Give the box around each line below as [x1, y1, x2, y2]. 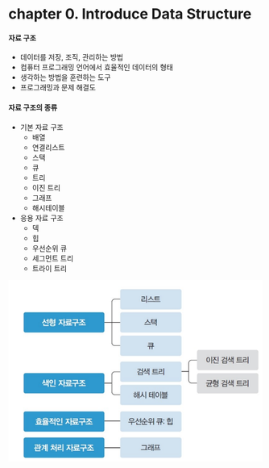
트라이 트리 [31, 263, 67, 273]
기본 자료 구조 [19, 122, 64, 132]
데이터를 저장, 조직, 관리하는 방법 [19, 52, 123, 62]
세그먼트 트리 [31, 253, 74, 263]
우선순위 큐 [31, 243, 67, 253]
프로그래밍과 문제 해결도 [19, 82, 97, 93]
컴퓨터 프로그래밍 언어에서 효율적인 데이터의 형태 [19, 62, 173, 73]
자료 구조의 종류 [8, 102, 58, 112]
